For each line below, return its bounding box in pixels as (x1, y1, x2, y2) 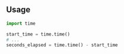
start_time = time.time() (6, 31, 70, 37)
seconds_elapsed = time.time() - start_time (6, 42, 118, 48)
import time (6, 20, 36, 26)
